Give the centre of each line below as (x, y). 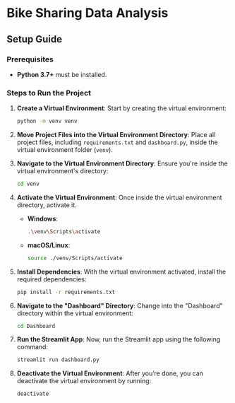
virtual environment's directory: (62, 171)
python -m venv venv (47, 122)
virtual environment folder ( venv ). (65, 150)
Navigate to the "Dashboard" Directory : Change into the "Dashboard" (120, 305)
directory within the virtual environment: (75, 313)
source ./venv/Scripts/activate (75, 258)
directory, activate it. (47, 205)
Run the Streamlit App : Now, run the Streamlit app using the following (119, 339)
